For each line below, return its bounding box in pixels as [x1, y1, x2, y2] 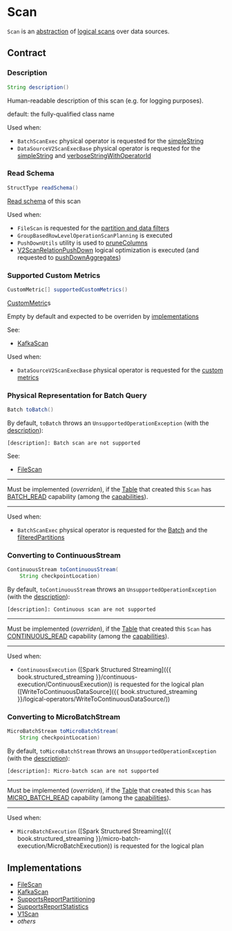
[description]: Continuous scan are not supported [7, 606, 156, 614]
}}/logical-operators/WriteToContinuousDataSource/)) [17, 695, 171, 704]
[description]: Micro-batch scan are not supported [7, 767, 159, 775]
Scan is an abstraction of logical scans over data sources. [7, 27, 170, 35]
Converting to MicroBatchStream [7, 712, 121, 722]
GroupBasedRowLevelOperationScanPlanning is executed [17, 231, 173, 239]
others [17, 916, 36, 925]
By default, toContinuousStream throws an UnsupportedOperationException [7, 585, 217, 593]
